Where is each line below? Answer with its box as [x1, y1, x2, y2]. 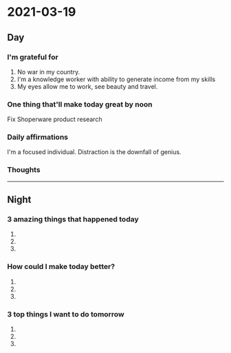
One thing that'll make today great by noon [7, 99, 153, 109]
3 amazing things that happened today [7, 215, 139, 224]
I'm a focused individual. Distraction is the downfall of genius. [7, 148, 181, 156]
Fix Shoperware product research [7, 115, 102, 124]
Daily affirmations [7, 132, 69, 142]
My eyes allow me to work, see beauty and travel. [16, 82, 158, 90]
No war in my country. [16, 67, 80, 76]
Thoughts [7, 165, 41, 175]
